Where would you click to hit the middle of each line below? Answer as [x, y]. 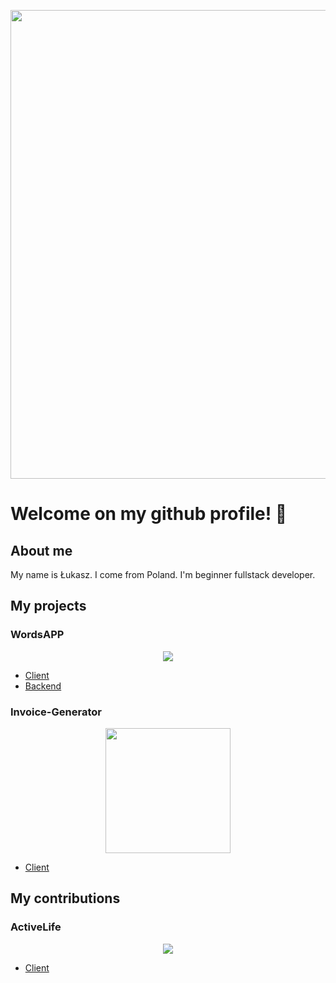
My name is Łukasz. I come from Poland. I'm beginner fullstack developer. [163, 574]
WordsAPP [37, 635]
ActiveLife [36, 927]
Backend [43, 686]
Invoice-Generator [56, 712]
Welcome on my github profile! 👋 [149, 514]
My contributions [65, 898]
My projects [48, 606]
